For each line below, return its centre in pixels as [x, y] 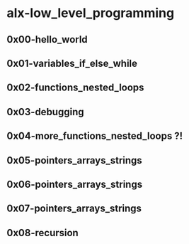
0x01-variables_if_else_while [72, 63]
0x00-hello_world [47, 39]
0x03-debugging [45, 112]
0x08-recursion [42, 233]
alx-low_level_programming [91, 13]
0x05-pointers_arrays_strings [74, 160]
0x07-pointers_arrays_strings [74, 209]
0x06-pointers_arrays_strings [75, 184]
